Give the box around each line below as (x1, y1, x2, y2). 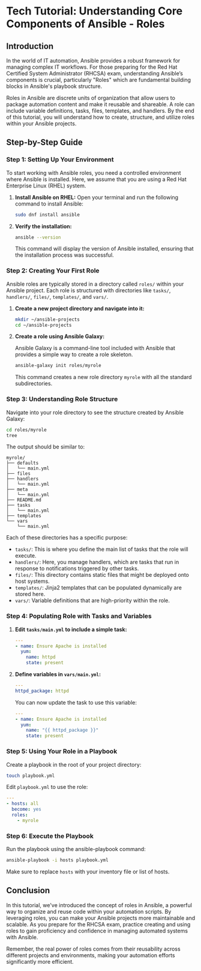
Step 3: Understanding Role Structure (6, 395, 118, 403)
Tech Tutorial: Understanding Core (6, 4, 183, 18)
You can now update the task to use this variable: (14, 699, 137, 706)
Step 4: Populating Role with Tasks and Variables (6, 612, 152, 620)
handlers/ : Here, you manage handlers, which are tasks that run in (14, 559, 179, 566)
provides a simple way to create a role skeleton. (14, 351, 133, 358)
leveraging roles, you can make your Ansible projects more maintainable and (6, 914, 196, 922)
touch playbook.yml (6, 773, 55, 779)
